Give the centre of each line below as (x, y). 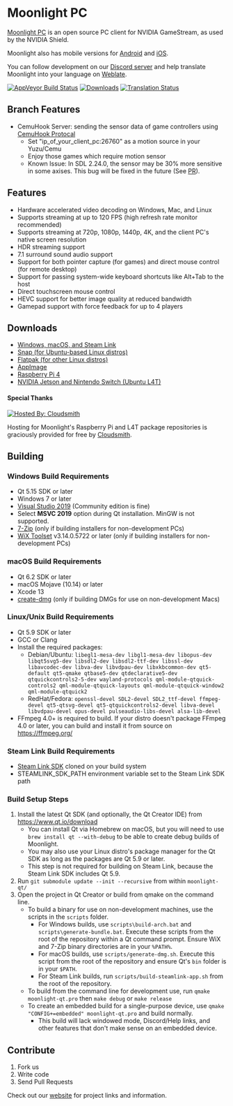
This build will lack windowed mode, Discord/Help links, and (124, 1021)
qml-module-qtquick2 (57, 692)
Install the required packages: (60, 647)
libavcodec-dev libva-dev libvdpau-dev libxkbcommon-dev (112, 667)
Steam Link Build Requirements (61, 751)
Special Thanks (30, 398)
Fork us (28, 1067)
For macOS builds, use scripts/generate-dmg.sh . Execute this (126, 954)
